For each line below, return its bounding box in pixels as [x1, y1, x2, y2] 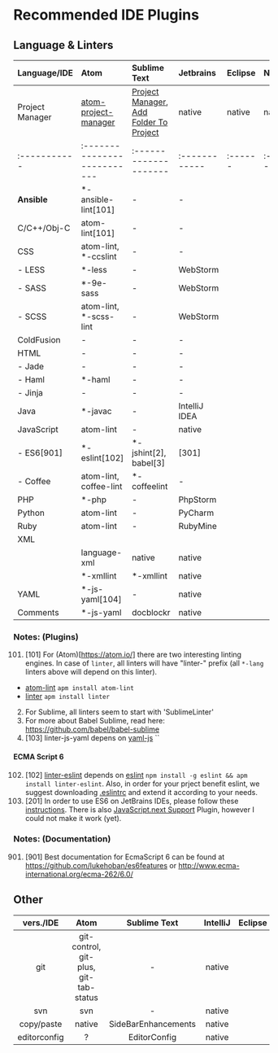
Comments [17, 607, 59, 618]
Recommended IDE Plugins [13, 6, 200, 24]
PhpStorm [178, 494, 217, 505]
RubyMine [178, 521, 218, 531]
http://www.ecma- [178, 860, 240, 870]
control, [72, 941, 102, 952]
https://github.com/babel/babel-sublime [24, 724, 160, 734]
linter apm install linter [24, 692, 111, 701]
